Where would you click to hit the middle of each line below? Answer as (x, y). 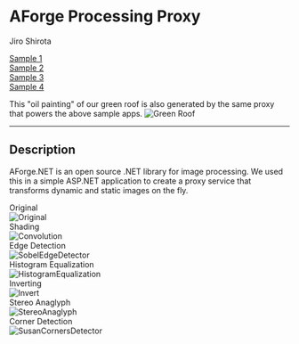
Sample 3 (27, 77)
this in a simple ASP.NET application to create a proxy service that (130, 181)
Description (42, 150)
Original (24, 208)
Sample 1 (26, 58)
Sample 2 (27, 68)
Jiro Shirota (30, 41)
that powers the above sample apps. (76, 113)
